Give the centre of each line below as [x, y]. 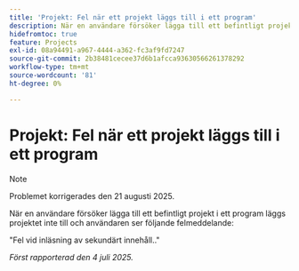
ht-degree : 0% [36, 84]
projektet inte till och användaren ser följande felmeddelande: [121, 222]
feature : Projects [43, 42]
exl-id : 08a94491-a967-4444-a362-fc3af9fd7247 [97, 51]
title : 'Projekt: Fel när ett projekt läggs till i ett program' [133, 17]
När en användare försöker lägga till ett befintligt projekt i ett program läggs [148, 213]
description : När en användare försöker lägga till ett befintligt [137, 26]
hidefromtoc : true [43, 34]
